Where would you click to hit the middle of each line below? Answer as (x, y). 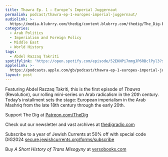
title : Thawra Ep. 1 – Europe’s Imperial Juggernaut (61, 10)
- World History (26, 47)
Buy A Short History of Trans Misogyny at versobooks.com (66, 149)
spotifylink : (19, 61)
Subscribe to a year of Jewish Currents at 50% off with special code (76, 134)
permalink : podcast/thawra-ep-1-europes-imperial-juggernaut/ (71, 14)
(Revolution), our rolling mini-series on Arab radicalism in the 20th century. (82, 94)
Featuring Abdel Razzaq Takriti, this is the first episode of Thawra (73, 89)
